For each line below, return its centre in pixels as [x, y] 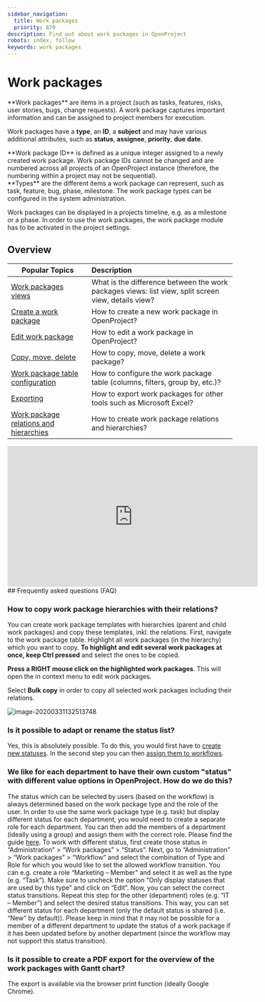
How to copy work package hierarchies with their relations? [113, 609]
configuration [34, 382]
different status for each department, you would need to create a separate [117, 819]
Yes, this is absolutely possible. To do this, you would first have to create [114, 746]
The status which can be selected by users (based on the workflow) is [111, 796]
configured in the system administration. [67, 198]
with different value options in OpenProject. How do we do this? [120, 781]
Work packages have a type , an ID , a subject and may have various [107, 131]
